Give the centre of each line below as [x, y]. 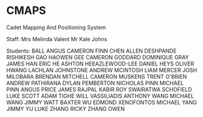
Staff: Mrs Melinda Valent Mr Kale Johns [57, 39]
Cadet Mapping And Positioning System [56, 27]
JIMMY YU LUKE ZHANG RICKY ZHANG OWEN [66, 109]
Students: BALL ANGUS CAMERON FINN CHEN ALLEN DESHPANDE [91, 51]
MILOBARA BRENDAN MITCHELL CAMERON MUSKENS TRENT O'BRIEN [97, 76]
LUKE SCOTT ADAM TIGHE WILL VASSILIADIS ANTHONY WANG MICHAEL [100, 96]
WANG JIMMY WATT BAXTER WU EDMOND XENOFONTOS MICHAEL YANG [102, 102]
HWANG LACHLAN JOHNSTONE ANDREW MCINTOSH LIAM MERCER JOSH [102, 70]
